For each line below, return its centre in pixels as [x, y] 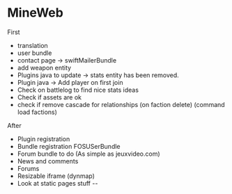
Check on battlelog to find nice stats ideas [78, 90]
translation [33, 45]
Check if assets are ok [49, 97]
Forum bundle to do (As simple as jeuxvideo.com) [88, 154]
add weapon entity [44, 67]
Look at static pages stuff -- [57, 183]
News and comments [48, 161]
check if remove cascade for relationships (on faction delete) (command [121, 104]
